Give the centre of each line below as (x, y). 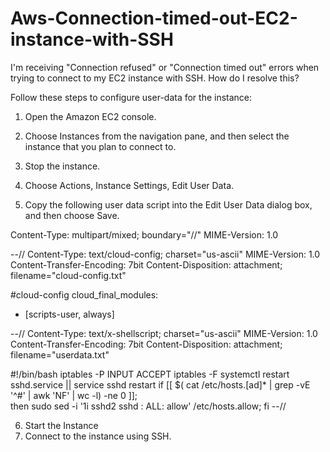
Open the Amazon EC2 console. (90, 116)
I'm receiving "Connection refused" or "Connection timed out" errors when (165, 67)
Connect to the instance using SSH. (98, 436)
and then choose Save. (72, 215)
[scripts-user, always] (69, 314)
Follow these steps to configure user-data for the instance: (131, 97)
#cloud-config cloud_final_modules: (84, 294)
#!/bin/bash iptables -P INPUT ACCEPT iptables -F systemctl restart (150, 374)
